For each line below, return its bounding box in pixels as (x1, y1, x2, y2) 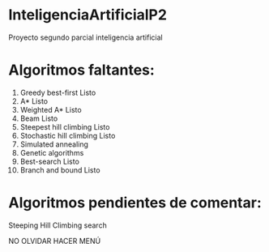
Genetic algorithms (19, 147, 84, 157)
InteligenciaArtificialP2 (8, 6, 168, 24)
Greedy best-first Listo (19, 88, 96, 97)
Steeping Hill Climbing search (8, 220, 107, 230)
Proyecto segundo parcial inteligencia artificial (8, 32, 164, 42)
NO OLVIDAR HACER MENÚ (8, 236, 101, 246)
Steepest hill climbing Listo (19, 122, 110, 131)
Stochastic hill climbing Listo (19, 130, 116, 140)
